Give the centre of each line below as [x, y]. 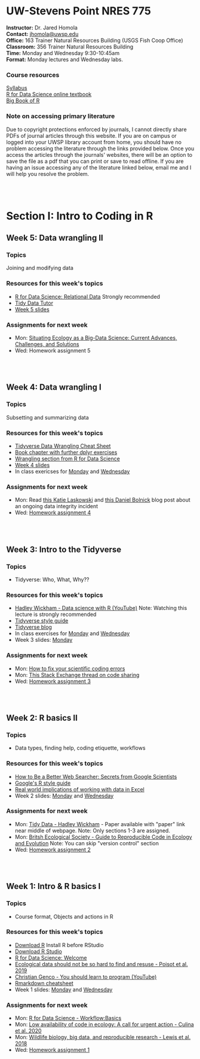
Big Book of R [23, 101]
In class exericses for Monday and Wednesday [72, 471]
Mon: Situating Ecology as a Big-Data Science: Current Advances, [96, 338]
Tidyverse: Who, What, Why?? [52, 579]
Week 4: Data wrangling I [54, 387]
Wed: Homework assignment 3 [53, 681]
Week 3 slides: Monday [44, 640]
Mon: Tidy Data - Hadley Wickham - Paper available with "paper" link [100, 824]
